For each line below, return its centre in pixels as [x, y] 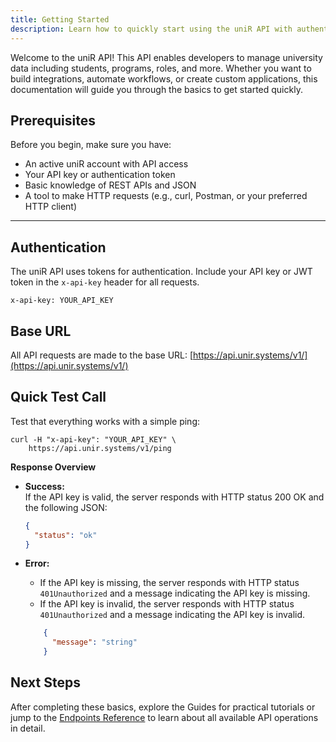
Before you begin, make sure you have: [91, 145]
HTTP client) [51, 207]
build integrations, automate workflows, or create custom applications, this [164, 78]
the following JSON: [66, 507]
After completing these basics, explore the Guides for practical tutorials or [163, 707]
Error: [37, 563]
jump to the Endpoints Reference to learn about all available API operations [164, 717]
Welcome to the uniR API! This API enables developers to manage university [166, 57]
